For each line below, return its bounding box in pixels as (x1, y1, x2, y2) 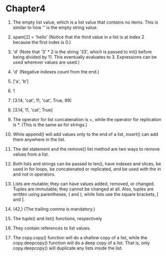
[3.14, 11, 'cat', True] (12, 107, 53, 113)
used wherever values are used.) (12, 59, 80, 65)
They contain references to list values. (12, 225, 91, 231)
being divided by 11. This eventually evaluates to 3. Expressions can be (12, 54, 157, 60)
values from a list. (12, 151, 49, 157)
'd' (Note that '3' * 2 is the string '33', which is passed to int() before (12, 49, 152, 55)
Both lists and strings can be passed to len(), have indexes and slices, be (12, 160, 161, 166)
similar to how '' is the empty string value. (12, 24, 98, 30)
